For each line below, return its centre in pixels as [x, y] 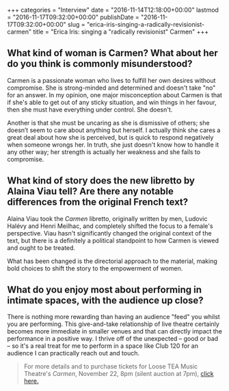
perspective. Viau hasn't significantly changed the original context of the [109, 233]
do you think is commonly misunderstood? [100, 64]
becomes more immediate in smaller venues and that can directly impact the [115, 331]
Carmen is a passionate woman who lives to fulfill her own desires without [111, 80]
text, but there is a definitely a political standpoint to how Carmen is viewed [113, 240]
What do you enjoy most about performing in [105, 290]
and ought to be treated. [41, 248]
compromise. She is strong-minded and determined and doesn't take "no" [111, 88]
